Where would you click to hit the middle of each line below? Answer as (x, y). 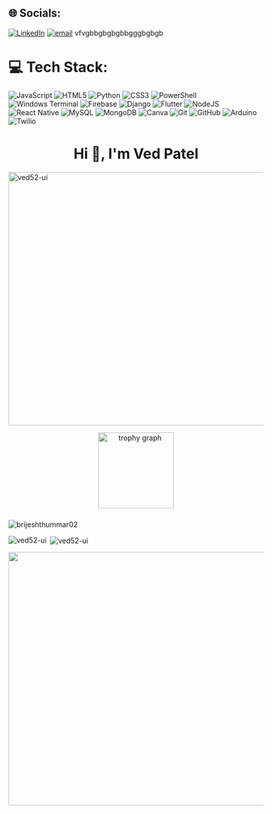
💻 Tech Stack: (58, 67)
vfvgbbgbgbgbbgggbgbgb (119, 32)
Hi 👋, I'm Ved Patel (136, 154)
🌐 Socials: (35, 13)
